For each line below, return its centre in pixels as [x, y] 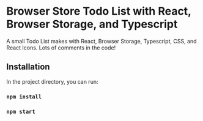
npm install [24, 97]
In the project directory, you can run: [52, 81]
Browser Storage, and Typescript [92, 24]
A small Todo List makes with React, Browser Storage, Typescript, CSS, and [102, 41]
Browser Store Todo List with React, [99, 11]
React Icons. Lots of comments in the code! [61, 48]
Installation [28, 67]
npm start [21, 112]
